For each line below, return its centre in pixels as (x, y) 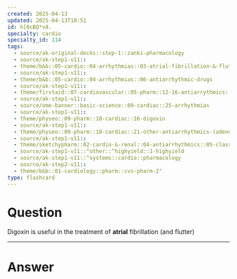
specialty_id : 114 (34, 40)
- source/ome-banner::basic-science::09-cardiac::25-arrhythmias (112, 106)
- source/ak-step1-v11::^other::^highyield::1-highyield (99, 151)
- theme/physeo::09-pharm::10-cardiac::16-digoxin (90, 118)
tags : (15, 46)
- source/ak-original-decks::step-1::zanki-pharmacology (99, 54)
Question (35, 212)
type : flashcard (31, 178)
